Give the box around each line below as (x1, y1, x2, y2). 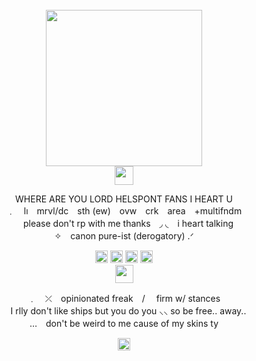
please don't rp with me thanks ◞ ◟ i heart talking (22, 218, 234, 229)
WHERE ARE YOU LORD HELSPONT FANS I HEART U (15, 193, 233, 205)
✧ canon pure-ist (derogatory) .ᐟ (54, 230, 194, 242)
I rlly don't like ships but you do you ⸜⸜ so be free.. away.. (10, 305, 247, 317)
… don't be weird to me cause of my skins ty (29, 318, 219, 329)
